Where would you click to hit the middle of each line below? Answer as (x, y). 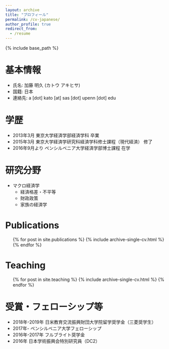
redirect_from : (21, 29)
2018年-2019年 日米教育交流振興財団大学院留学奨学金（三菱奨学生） (84, 322)
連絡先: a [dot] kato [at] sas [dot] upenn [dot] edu (64, 98)
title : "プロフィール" (27, 15)
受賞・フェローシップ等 (54, 307)
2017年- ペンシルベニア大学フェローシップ (57, 328)
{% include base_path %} (32, 48)
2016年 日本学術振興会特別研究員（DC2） (56, 341)
